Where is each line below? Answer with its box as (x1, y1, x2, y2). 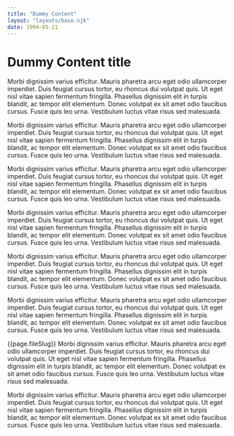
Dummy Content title (7, 54, 132, 70)
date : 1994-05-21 (7, 23, 58, 30)
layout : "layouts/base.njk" (7, 17, 90, 24)
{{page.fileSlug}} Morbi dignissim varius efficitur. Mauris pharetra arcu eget (7, 340, 227, 348)
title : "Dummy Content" (7, 10, 78, 18)
